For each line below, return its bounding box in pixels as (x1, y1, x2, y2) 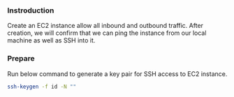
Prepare (7, 54, 35, 64)
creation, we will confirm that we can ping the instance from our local (7, 29, 207, 37)
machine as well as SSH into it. (7, 36, 96, 45)
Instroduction (7, 6, 54, 15)
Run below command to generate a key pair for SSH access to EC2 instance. (7, 69, 228, 78)
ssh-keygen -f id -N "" (7, 83, 77, 90)
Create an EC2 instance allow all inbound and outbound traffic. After (7, 22, 204, 30)
